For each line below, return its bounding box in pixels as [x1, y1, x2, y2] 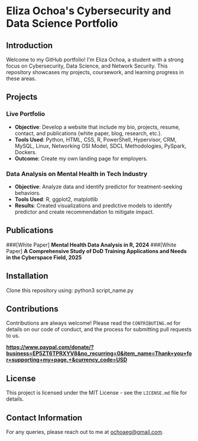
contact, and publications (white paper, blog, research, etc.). [14, 129, 163, 137]
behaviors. [14, 189, 41, 196]
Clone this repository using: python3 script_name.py [6, 286, 134, 294]
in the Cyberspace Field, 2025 [6, 254, 82, 261]
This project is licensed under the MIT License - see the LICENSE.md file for [6, 389, 187, 397]
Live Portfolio [6, 110, 46, 118]
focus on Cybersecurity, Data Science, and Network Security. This [6, 62, 168, 69]
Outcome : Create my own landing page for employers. [14, 155, 148, 162]
